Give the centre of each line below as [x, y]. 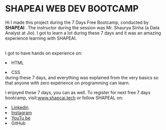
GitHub [19, 123]
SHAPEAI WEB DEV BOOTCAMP [72, 9]
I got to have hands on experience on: [44, 53]
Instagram [22, 113]
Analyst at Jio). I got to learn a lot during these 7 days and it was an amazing [83, 33]
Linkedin [20, 107]
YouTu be [21, 118]
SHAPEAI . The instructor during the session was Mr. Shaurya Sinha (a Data [82, 27]
